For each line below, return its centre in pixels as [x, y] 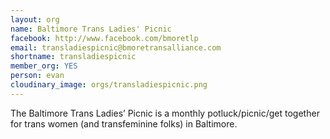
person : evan [37, 76]
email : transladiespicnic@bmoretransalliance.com [116, 47]
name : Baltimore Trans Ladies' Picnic [91, 29]
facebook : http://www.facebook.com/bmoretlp [104, 38]
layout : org [35, 19]
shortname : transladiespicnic [73, 57]
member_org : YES [44, 66]
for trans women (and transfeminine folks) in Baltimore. [124, 123]
